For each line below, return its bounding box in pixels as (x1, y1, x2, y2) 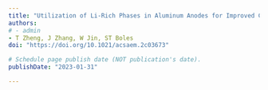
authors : (8, 19, 37, 27)
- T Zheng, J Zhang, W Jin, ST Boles (8, 33, 134, 42)
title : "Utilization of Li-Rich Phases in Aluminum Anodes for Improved (8, 11, 255, 20)
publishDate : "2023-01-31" (8, 63, 98, 72)
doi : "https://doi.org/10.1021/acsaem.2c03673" (8, 41, 170, 49)
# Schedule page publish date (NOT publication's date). (8, 56, 202, 64)
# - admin (8, 26, 41, 34)
